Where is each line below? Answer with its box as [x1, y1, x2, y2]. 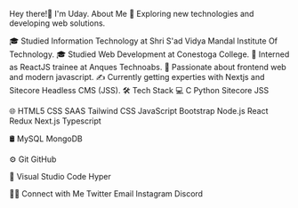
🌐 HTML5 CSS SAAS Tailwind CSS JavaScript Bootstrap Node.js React [9, 106, 269, 116]
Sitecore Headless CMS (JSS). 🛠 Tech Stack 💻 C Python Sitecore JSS [9, 85, 270, 95]
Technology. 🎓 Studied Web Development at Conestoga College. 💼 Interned [9, 49, 290, 60]
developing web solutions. [9, 18, 106, 28]
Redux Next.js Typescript [9, 116, 102, 126]
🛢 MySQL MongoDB [9, 133, 83, 144]
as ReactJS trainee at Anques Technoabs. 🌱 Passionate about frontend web [9, 62, 286, 72]
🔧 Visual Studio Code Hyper [9, 172, 111, 181]
